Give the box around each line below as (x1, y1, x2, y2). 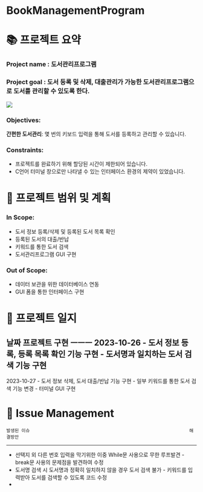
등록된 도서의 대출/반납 (14, 235, 69, 243)
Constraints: (6, 146, 44, 154)
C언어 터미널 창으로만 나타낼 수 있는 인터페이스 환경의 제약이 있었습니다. (14, 168, 185, 175)
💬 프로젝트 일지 (6, 312, 77, 326)
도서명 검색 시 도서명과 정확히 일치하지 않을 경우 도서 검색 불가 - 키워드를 (14, 466, 187, 473)
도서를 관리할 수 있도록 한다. (13, 87, 90, 96)
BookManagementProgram (6, 4, 145, 18)
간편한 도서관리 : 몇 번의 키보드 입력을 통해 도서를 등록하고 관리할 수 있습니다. (6, 130, 186, 137)
